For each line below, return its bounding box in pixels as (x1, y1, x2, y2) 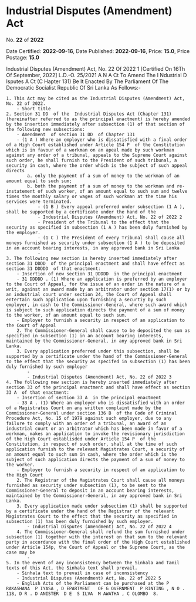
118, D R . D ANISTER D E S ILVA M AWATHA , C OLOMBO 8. (6, 591, 159, 597)
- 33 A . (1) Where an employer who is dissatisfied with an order (16, 400, 185, 406)
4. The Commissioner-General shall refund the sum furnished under (16, 529, 185, 535)
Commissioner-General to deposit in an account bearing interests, (6, 488, 175, 494)
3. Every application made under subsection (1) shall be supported (16, 503, 188, 509)
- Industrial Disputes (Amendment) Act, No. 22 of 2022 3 (27, 374, 172, 380)
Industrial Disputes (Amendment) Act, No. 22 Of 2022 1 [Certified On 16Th (6, 65, 185, 72)
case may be (6, 550, 35, 555)
